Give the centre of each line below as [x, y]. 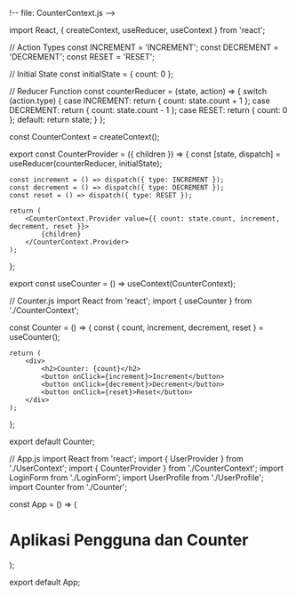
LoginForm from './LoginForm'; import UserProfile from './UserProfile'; [136, 478]
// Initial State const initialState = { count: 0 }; [92, 74]
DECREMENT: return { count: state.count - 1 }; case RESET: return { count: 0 [148, 110]
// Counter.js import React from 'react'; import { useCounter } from [131, 301]
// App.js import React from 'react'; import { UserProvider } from [126, 459]
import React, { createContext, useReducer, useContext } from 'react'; [137, 30]
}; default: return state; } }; [57, 120]
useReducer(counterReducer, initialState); [86, 163]
